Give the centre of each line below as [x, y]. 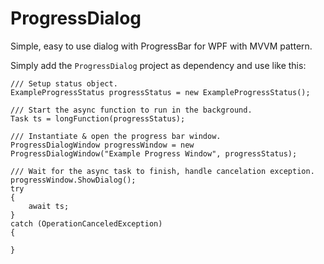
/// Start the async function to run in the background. [131, 110]
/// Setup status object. [64, 83]
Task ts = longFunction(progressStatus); [98, 118]
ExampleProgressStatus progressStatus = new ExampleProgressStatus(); [160, 92]
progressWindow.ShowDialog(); [73, 180]
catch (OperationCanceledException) [86, 223]
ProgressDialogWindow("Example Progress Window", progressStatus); [154, 153]
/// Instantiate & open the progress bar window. [116, 136]
